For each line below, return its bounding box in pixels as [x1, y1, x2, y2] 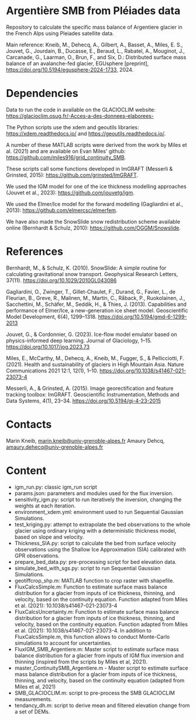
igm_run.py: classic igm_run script [14, 483, 98, 490]
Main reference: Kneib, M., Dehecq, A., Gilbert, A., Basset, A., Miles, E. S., [6, 41, 183, 48]
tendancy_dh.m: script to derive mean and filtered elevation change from [14, 702, 190, 709]
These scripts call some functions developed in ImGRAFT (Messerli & [6, 165, 173, 172]
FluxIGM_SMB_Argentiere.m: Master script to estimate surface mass [14, 645, 180, 652]
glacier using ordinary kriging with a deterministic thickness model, [14, 527, 177, 534]
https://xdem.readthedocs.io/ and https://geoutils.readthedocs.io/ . [6, 130, 166, 137]
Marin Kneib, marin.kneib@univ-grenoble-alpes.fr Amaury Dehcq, [6, 437, 165, 444]
